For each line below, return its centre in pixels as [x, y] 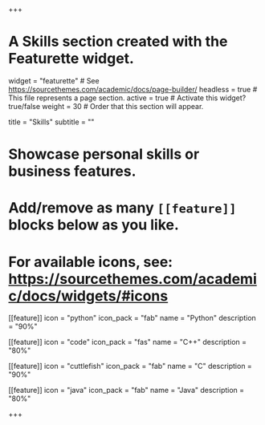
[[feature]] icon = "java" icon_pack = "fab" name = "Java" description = [126, 391]
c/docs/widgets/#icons [88, 295]
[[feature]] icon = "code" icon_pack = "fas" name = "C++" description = [128, 342]
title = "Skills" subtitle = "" [51, 122]
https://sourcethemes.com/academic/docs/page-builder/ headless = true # [133, 89]
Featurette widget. [71, 59]
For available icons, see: [91, 262]
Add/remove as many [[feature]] [122, 208]
